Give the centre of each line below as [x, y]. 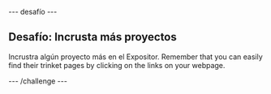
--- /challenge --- [38, 81]
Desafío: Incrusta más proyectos [92, 37]
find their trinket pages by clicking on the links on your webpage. [117, 65]
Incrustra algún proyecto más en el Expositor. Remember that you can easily [136, 57]
